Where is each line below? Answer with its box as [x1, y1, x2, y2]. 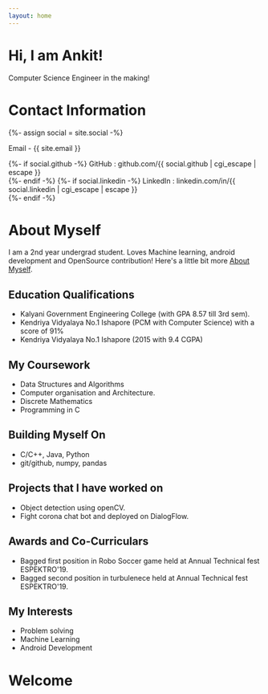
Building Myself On [8, 428, 106, 442]
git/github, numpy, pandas [19, 458, 108, 467]
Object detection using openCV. [19, 503, 126, 512]
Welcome [8, 672, 73, 689]
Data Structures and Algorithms [19, 379, 124, 390]
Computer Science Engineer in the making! [8, 73, 150, 83]
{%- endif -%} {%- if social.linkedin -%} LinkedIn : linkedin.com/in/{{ [8, 176, 236, 186]
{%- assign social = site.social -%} [8, 128, 124, 137]
